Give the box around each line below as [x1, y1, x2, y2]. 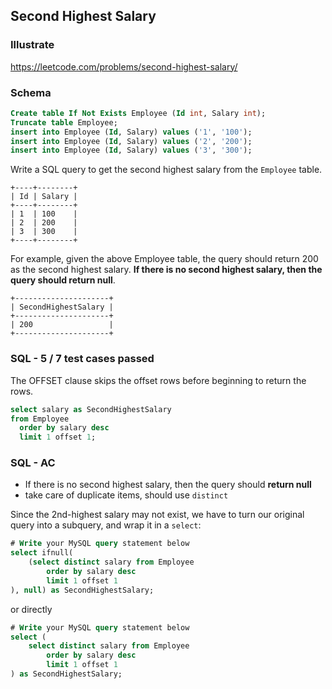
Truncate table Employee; [10, 117, 118, 128]
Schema [10, 85, 52, 99]
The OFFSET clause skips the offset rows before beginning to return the [10, 374, 307, 386]
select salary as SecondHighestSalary [10, 404, 172, 414]
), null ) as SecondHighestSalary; [10, 585, 155, 595]
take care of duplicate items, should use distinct [24, 489, 229, 501]
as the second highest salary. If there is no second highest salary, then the [10, 264, 323, 276]
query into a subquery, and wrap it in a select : [10, 519, 202, 531]
